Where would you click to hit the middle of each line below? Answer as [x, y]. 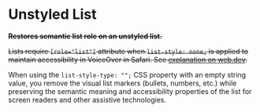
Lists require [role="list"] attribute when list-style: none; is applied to [128, 51]
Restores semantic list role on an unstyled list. [85, 36]
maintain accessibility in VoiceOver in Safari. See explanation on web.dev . [128, 60]
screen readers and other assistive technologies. [87, 99]
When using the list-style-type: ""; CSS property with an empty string [127, 74]
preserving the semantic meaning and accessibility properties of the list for [130, 91]
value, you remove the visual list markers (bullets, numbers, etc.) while [123, 83]
